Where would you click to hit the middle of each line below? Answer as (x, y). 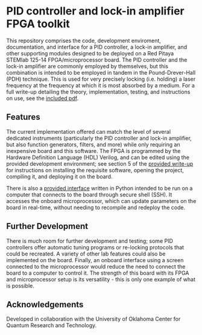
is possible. (21, 286)
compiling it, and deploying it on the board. (59, 177)
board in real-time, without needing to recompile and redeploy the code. (96, 207)
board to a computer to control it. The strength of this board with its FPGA (98, 273)
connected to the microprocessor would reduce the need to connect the (96, 266)
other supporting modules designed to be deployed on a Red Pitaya (90, 53)
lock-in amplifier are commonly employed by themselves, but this (87, 66)
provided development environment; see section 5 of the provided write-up (100, 163)
